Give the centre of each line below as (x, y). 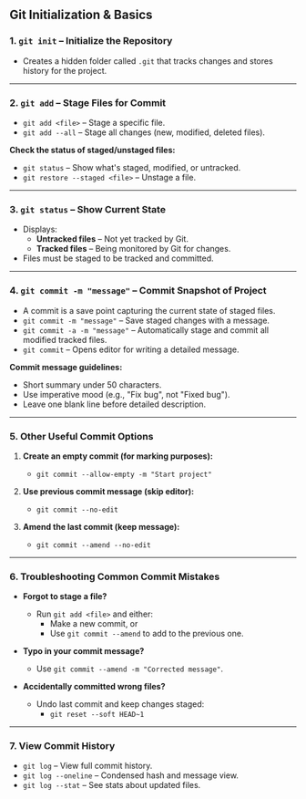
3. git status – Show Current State (88, 209)
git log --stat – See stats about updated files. (112, 785)
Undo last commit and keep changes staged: (120, 704)
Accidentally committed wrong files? (94, 687)
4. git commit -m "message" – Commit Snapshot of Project (138, 291)
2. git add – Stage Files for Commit (88, 102)
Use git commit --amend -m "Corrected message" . (130, 669)
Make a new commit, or (94, 624)
